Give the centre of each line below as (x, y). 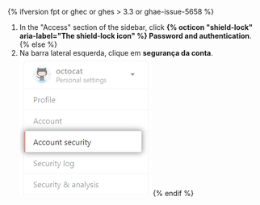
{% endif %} (173, 193)
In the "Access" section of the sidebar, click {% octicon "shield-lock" (136, 27)
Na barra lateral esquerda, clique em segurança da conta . (116, 53)
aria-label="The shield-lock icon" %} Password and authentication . (135, 36)
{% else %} (38, 44)
